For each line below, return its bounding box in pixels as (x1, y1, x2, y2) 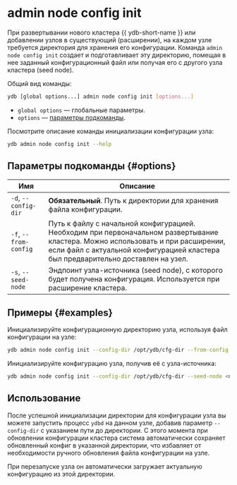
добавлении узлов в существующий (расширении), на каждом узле (7, 35, 212, 44)
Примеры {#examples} (7, 307, 113, 319)
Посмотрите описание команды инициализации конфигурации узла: (7, 127, 214, 135)
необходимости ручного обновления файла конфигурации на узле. (7, 448, 210, 457)
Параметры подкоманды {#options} (7, 160, 176, 172)
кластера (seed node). (7, 66, 74, 74)
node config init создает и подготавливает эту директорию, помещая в (7, 51, 226, 59)
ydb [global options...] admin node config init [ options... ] (7, 93, 194, 100)
